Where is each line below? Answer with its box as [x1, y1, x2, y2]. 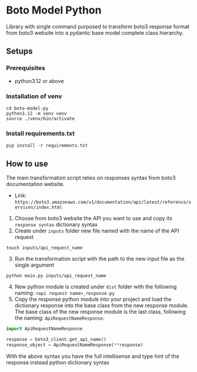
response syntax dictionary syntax [14, 221, 98, 228]
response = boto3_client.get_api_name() [6, 336, 107, 342]
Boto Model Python [6, 4, 102, 17]
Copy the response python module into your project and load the [14, 295, 172, 303]
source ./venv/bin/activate [6, 115, 75, 121]
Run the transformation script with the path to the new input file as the [14, 255, 185, 263]
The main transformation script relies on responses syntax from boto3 [6, 174, 176, 181]
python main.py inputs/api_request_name [6, 273, 107, 279]
